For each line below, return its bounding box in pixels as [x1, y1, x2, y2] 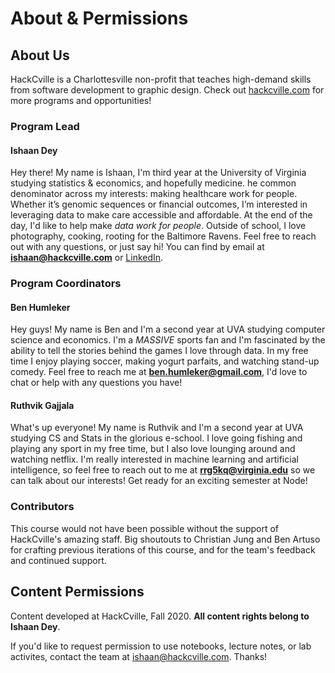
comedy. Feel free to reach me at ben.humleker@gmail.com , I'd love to [10, 366, 308, 378]
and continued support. [10, 554, 107, 566]
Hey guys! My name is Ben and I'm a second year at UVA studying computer [10, 323, 326, 336]
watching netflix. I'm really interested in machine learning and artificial [10, 453, 299, 466]
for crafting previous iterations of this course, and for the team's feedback [10, 543, 316, 556]
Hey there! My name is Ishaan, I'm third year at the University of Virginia [10, 167, 307, 179]
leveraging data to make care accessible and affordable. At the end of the [10, 209, 313, 221]
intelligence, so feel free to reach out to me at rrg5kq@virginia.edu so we [10, 464, 316, 476]
